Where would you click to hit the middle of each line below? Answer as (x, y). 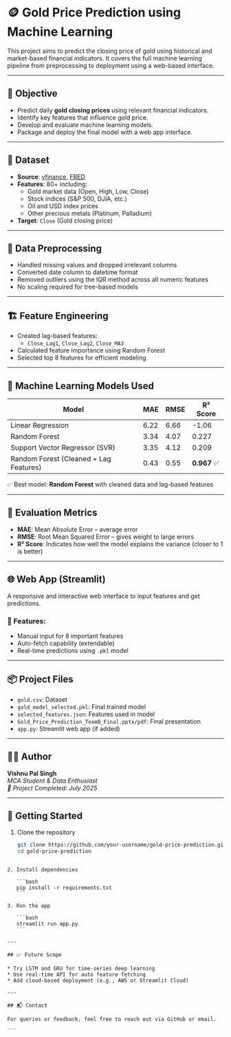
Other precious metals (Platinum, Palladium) (90, 213)
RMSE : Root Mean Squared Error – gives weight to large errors (106, 537)
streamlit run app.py (47, 924)
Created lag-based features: (57, 336)
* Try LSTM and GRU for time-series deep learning (81, 969)
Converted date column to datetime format (77, 272)
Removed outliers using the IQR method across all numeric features (112, 280)
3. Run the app (29, 906)
